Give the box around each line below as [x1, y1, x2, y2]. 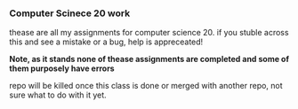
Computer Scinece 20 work [9, 7, 131, 19]
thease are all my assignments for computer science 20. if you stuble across [9, 27, 289, 38]
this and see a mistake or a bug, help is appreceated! [9, 36, 204, 47]
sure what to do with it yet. [9, 90, 107, 100]
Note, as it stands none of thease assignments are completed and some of [9, 54, 290, 65]
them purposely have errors [9, 63, 115, 74]
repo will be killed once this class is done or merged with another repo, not [9, 81, 283, 91]
